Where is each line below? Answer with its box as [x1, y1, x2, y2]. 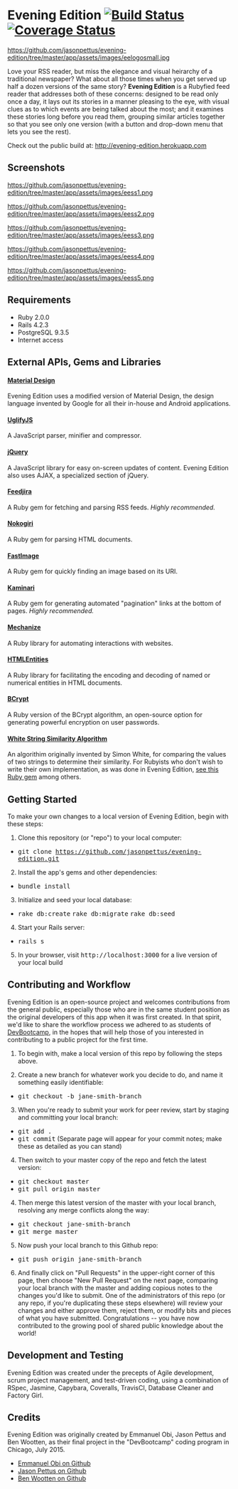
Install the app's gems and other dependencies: [17, 868, 158, 877]
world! [17, 1328, 37, 1337]
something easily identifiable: [17, 1078, 104, 1086]
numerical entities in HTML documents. [7, 678, 123, 687]
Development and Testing [7, 1350, 124, 1362]
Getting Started [7, 793, 77, 806]
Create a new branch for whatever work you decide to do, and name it [17, 1070, 224, 1079]
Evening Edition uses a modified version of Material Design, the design [7, 391, 215, 401]
